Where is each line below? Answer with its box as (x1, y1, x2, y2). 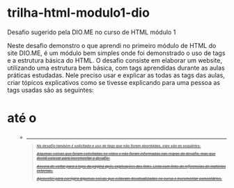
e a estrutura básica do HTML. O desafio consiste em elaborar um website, (7, 56, 223, 64)
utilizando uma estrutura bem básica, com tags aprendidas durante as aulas (7, 63, 225, 72)
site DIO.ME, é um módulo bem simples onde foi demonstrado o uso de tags (7, 49, 226, 57)
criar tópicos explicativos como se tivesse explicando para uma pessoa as (7, 78, 221, 86)
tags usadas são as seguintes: (7, 86, 94, 94)
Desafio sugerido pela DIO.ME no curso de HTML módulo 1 (7, 28, 176, 36)
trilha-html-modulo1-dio (7, 5, 150, 21)
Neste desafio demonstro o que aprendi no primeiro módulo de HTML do (7, 41, 217, 49)
